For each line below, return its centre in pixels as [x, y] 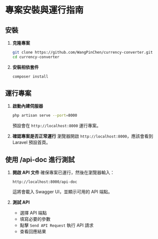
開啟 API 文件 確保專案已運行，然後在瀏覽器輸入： [63, 172]
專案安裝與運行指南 [44, 10]
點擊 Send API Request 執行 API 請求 [57, 225]
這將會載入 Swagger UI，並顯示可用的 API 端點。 [62, 192]
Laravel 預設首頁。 [31, 143]
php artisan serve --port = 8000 [45, 116]
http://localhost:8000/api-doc [45, 182]
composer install [30, 77]
